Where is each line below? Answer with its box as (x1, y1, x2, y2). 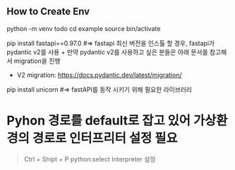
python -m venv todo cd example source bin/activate (6, 24, 161, 32)
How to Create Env (6, 6, 90, 18)
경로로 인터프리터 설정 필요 (32, 130, 178, 146)
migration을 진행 (13, 56, 61, 65)
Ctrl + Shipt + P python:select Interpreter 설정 (23, 154, 156, 163)
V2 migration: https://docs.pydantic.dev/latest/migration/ (16, 71, 182, 79)
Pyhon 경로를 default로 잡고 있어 (6, 113, 191, 128)
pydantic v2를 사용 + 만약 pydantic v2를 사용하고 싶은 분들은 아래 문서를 (6, 47, 209, 56)
